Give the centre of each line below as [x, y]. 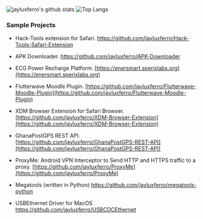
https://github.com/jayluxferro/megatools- [144, 185]
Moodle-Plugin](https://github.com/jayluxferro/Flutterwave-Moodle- [101, 93]
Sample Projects [31, 25]
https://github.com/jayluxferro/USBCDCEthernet [76, 210]
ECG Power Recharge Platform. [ [56, 68]
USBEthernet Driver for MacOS [54, 203]
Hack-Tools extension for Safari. [55, 38]
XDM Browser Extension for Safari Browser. [70, 111]
